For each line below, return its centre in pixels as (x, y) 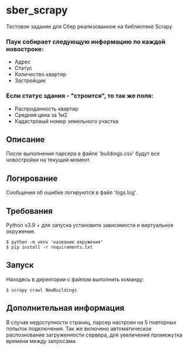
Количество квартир (40, 75)
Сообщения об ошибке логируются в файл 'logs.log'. (72, 193)
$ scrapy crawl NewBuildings (42, 290)
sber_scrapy (37, 10)
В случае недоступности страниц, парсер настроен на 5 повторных (91, 322)
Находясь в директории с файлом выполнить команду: (75, 279)
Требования (29, 211)
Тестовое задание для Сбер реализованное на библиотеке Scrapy (89, 26)
